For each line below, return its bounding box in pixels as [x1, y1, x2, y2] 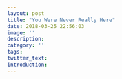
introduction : [7, 61, 48, 68]
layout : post [7, 10, 45, 17]
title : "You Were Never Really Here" [7, 16, 116, 23]
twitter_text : [7, 55, 48, 62]
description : [7, 36, 45, 43]
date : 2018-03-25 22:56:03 [7, 23, 85, 30]
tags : [7, 49, 23, 56]
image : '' [7, 29, 36, 36]
